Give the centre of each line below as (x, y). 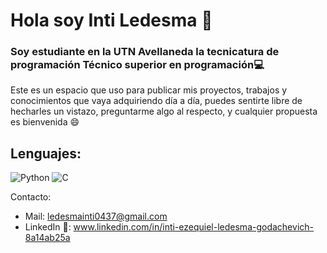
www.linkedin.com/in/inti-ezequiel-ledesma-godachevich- (193, 227)
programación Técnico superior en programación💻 (137, 65)
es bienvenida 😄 (45, 122)
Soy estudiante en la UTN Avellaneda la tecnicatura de (145, 52)
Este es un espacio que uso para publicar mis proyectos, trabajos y (149, 90)
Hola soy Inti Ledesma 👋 (111, 20)
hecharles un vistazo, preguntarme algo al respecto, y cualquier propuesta (164, 111)
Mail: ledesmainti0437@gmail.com (96, 216)
